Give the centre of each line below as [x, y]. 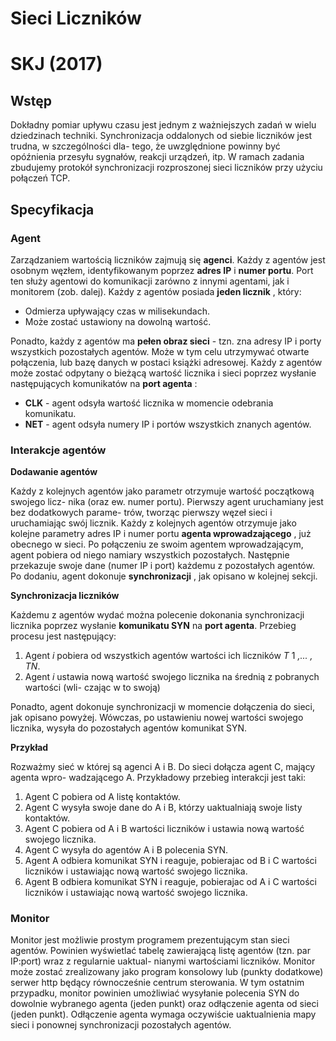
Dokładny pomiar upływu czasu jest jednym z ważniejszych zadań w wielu [163, 125]
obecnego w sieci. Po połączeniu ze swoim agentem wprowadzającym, [157, 544]
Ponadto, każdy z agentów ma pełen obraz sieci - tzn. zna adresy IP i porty [166, 341]
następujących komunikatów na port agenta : [104, 383]
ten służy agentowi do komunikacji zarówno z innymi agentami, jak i [150, 281]
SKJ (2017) [56, 64]
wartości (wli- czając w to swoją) [92, 688]
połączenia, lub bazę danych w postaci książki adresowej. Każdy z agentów [166, 362]
